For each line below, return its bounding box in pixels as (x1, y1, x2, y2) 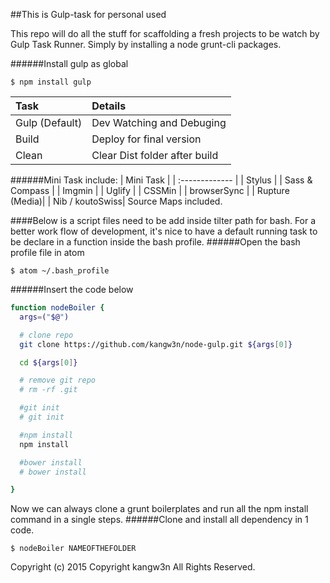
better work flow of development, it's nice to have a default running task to (10, 225, 318, 237)
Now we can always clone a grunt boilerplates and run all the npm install (10, 503, 309, 515)
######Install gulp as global (10, 58, 129, 69)
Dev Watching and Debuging (91, 116, 227, 129)
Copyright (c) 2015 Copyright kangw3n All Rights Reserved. (10, 561, 256, 573)
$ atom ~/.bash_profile (10, 266, 110, 276)
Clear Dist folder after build (91, 149, 219, 162)
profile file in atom (10, 247, 85, 258)
